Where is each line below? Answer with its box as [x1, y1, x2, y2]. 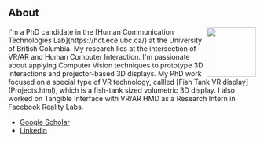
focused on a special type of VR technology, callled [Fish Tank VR [8, 77, 222, 86]
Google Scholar [19, 117, 71, 126]
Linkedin [19, 126, 48, 135]
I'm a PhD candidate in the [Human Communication [8, 27, 174, 36]
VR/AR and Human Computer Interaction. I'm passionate [8, 52, 190, 61]
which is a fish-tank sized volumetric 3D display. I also [59, 86, 236, 95]
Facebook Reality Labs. [8, 102, 84, 111]
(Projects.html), [8, 86, 58, 95]
